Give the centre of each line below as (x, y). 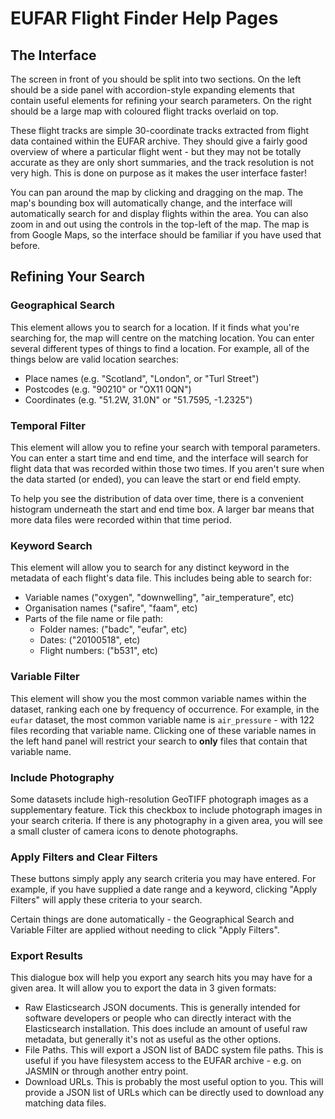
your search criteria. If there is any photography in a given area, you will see (166, 820)
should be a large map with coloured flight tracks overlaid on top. (144, 111)
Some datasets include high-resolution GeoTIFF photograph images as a (159, 799)
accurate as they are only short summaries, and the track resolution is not (162, 162)
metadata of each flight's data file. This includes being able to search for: (161, 578)
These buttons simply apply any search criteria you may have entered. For (163, 879)
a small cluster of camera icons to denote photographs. (124, 831)
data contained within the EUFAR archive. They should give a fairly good (159, 141)
